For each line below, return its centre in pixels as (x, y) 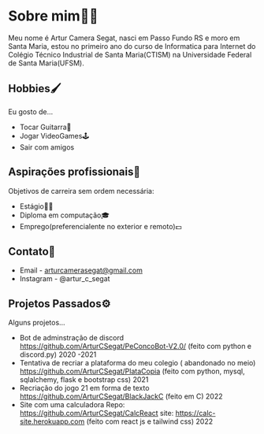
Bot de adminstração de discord (72, 338)
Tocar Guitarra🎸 (45, 127)
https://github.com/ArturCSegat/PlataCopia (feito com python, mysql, (132, 371)
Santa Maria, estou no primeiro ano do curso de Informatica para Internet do (132, 46)
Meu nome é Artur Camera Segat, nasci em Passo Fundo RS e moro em (124, 38)
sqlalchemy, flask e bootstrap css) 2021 (84, 380)
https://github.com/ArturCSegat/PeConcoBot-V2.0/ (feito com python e (136, 347)
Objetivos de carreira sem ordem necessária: (81, 191)
